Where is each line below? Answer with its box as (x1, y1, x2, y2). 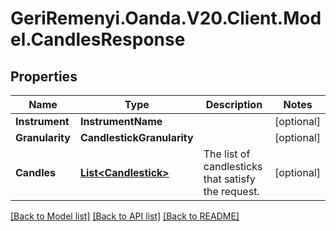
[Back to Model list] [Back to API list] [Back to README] (10, 210, 240, 222)
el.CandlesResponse (10, 28, 186, 51)
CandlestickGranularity (79, 131, 194, 144)
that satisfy (203, 172, 256, 186)
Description (205, 98, 263, 111)
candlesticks (203, 160, 263, 173)
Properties (10, 68, 78, 85)
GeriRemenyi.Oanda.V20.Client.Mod (10, 7, 322, 30)
